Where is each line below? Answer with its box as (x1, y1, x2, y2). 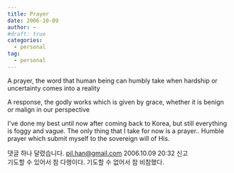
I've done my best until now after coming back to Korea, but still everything (7, 119, 228, 127)
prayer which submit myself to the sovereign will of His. (7, 134, 170, 142)
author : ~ (7, 23, 37, 31)
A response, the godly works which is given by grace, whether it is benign (7, 98, 224, 106)
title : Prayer (7, 10, 50, 18)
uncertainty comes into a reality (7, 83, 101, 93)
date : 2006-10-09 (7, 17, 59, 24)
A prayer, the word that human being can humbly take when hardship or (7, 76, 218, 85)
